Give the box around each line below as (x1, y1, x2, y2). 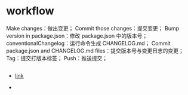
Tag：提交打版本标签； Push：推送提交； (6, 54, 108, 62)
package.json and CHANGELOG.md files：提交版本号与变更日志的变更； (6, 47, 184, 54)
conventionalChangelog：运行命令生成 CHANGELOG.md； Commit (6, 39, 171, 47)
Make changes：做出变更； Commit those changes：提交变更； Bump (6, 24, 180, 32)
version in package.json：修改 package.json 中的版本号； (6, 32, 148, 39)
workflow (6, 4, 54, 18)
